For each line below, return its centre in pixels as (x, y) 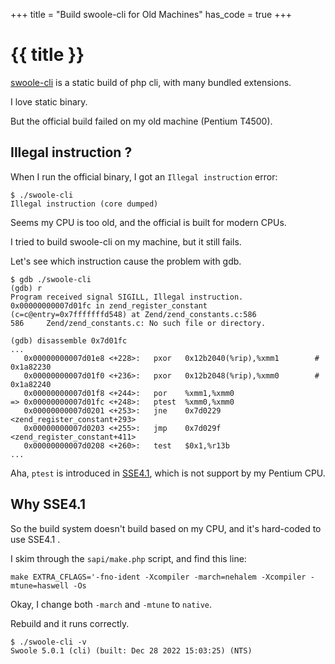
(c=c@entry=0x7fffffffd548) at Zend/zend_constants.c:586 (133, 314)
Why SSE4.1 (48, 504)
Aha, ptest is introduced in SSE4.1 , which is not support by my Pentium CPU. (168, 473)
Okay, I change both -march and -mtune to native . (111, 604)
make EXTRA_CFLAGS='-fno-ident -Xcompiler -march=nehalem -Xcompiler (158, 577)
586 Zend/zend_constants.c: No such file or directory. (138, 323)
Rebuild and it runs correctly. (70, 623)
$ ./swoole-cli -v (48, 642)
